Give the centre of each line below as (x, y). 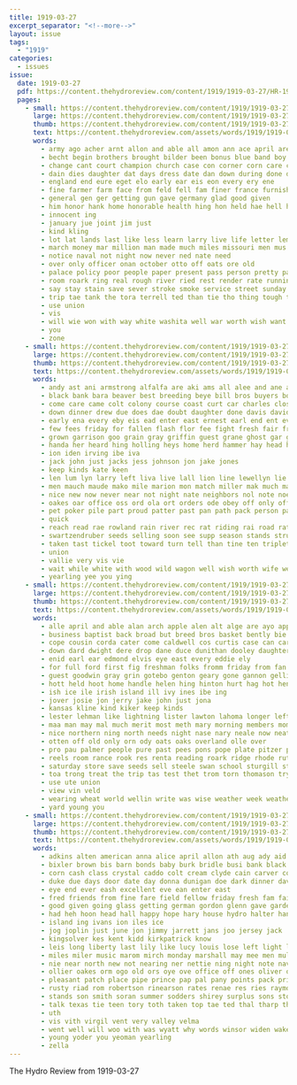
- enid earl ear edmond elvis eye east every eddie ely (146, 659)
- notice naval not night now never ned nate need (136, 256)
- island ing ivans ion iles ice (103, 923)
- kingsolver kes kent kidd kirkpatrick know (126, 939)
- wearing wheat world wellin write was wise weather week (152, 799)
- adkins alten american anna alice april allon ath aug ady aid (164, 857)
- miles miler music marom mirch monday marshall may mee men (158, 955)
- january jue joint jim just (96, 223)
